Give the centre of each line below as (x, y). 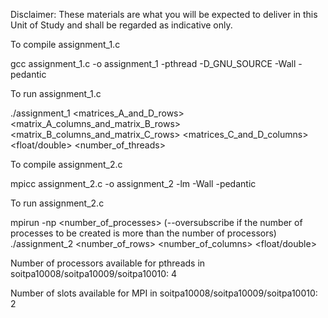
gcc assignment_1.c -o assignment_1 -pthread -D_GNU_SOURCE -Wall (153, 63)
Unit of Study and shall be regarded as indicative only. (121, 25)
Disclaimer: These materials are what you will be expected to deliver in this (164, 14)
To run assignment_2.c (57, 203)
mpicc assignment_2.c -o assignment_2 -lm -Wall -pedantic (133, 183)
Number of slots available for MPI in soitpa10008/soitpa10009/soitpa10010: (164, 293)
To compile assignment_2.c (66, 164)
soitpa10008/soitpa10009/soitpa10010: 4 (94, 273)
